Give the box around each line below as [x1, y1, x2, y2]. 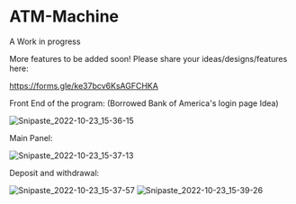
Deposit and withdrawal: [9, 167, 100, 178]
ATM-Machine [9, 6, 120, 27]
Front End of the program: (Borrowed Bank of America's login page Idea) [9, 97, 279, 109]
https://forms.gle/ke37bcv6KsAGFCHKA [9, 80, 159, 91]
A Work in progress [9, 36, 81, 47]
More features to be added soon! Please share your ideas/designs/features [9, 53, 288, 64]
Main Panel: [9, 132, 53, 143]
